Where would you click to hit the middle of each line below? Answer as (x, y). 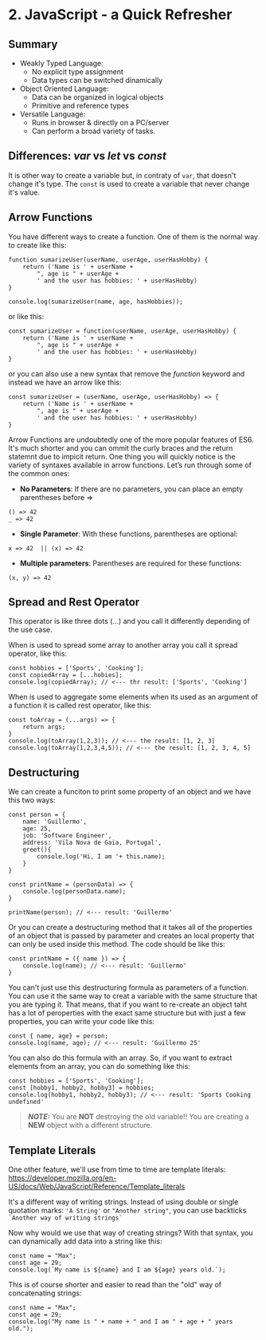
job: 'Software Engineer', (67, 836)
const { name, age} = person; (59, 1036)
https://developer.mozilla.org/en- (63, 1178)
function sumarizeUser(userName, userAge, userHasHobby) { (108, 260)
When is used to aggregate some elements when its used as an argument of (133, 697)
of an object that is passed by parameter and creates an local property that (131, 936)
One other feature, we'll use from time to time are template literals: (117, 1169)
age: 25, (37, 829)
